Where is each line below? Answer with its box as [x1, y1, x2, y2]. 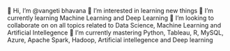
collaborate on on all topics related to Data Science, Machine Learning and [7, 21, 222, 29]
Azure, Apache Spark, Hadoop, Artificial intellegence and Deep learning [7, 36, 214, 44]
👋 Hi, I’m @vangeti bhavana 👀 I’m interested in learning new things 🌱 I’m [7, 7, 214, 14]
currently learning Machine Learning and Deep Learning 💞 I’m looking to [7, 14, 215, 22]
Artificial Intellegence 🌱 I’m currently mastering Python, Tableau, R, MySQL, [7, 28, 224, 37]
